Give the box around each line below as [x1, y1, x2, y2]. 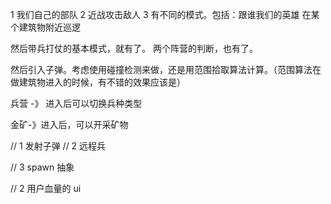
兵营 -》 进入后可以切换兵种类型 [10, 98, 143, 109]
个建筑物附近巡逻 [10, 21, 81, 33]
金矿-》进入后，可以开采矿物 [10, 119, 129, 130]
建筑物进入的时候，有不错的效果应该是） [18, 76, 186, 88]
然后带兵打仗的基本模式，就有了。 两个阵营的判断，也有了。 [10, 43, 258, 54]
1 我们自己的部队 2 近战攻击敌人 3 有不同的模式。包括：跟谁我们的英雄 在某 [10, 9, 320, 20]
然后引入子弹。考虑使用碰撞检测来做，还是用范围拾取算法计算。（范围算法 [10, 64, 313, 75]
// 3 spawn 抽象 [10, 161, 75, 173]
